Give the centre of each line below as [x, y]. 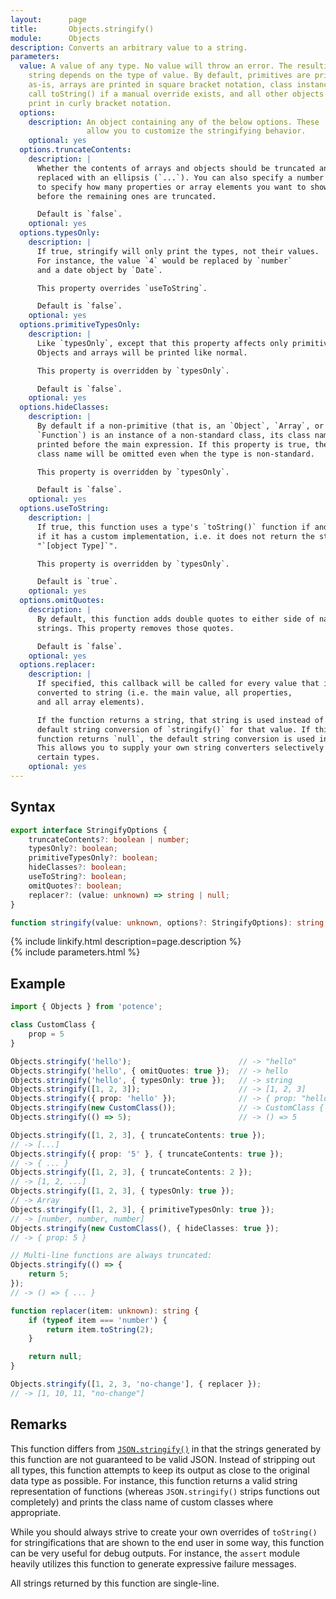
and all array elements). [90, 702]
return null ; [55, 1357]
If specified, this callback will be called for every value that [178, 684]
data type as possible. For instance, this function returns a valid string [154, 1480]
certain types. [68, 757]
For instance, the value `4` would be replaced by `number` [164, 261]
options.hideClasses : [64, 407]
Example [38, 983]
